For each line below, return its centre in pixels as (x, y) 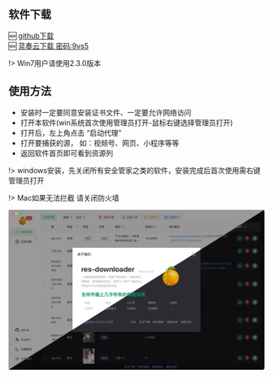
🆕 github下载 (31, 36)
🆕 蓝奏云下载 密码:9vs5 (49, 46)
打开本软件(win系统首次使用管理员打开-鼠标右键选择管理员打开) (126, 122)
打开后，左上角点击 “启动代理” (71, 133)
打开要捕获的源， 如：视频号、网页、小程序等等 (100, 143)
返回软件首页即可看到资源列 (67, 153)
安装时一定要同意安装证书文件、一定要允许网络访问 (106, 112)
